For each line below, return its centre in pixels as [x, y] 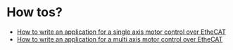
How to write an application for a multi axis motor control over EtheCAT [120, 39]
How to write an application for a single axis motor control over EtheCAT [121, 32]
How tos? [34, 12]
